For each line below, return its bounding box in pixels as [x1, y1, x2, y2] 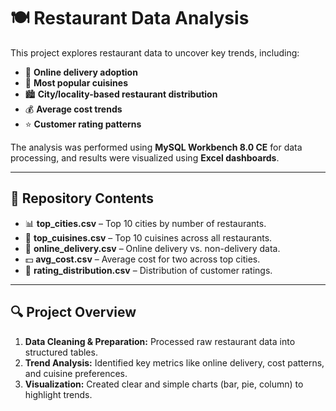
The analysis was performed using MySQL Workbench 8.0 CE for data [10, 141, 303, 153]
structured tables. [24, 346, 98, 358]
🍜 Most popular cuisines [24, 76, 129, 89]
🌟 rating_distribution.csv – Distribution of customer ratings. [24, 264, 273, 276]
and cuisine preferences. [24, 367, 128, 379]
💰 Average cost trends [24, 103, 123, 115]
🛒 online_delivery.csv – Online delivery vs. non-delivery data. [24, 242, 281, 254]
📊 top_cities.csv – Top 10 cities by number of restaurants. [24, 217, 267, 229]
